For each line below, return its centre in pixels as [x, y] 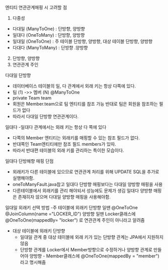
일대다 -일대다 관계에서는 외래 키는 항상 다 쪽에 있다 [56, 127]
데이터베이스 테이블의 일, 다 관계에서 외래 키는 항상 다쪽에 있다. [74, 86]
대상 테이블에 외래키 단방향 [39, 231]
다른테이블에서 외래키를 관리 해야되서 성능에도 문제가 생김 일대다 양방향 [82, 191]
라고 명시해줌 [33, 262]
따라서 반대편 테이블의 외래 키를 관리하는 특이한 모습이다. [68, 150]
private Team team [32, 98]
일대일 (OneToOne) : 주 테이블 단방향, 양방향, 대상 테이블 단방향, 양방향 [82, 41]
